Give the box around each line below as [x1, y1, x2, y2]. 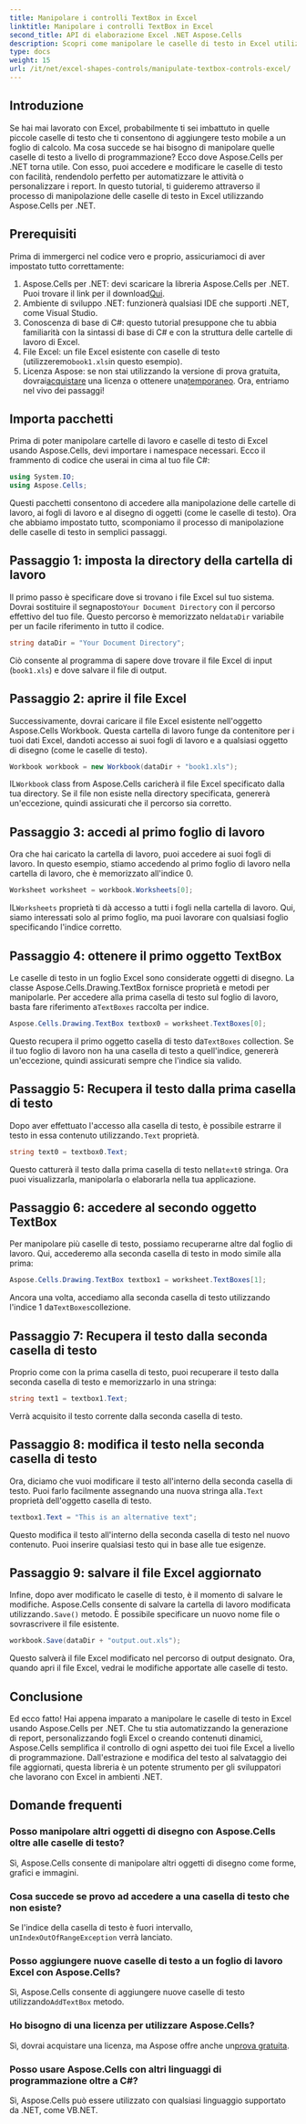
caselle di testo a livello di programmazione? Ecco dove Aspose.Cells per [9, 152, 284, 163]
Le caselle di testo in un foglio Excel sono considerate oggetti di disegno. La [9, 972, 295, 983]
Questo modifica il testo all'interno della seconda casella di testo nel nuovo [9, 1529, 291, 1540]
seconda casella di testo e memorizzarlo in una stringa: [9, 1376, 217, 1387]
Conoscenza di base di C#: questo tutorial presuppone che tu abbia [22, 317, 278, 328]
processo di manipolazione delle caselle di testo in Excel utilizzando [9, 190, 264, 201]
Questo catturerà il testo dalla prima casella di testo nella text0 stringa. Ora [9, 1163, 289, 1174]
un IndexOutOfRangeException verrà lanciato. [9, 1932, 173, 1943]
